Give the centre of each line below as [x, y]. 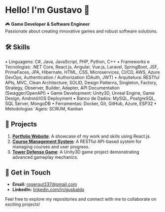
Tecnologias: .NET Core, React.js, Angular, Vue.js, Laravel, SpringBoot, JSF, [82, 67]
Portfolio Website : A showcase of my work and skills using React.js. [82, 136]
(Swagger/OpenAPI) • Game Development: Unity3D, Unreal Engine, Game [80, 93]
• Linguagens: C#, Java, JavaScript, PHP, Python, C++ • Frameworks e [78, 62]
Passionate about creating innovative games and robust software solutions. [82, 31]
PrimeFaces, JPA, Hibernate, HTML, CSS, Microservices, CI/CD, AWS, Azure [82, 72]
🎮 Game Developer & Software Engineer [48, 24]
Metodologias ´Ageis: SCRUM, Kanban [44, 108]
